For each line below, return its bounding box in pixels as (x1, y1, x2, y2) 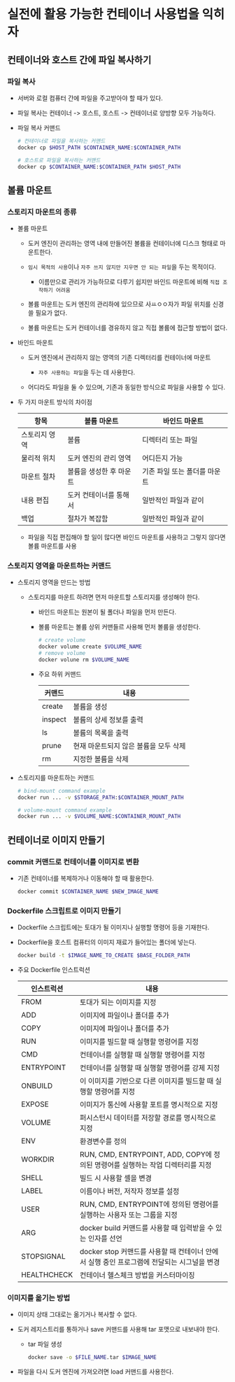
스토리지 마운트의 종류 (7, 207, 77, 217)
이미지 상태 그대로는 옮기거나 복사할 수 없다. (17, 1310, 138, 1319)
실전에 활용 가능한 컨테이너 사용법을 (7, 6, 199, 22)
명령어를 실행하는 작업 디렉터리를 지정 (94, 1160, 212, 1170)
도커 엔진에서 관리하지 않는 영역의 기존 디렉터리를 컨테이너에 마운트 (27, 353, 211, 362)
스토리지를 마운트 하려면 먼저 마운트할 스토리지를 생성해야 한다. (27, 593, 200, 602)
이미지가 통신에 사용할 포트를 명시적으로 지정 (79, 1100, 218, 1110)
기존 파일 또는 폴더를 (142, 467, 206, 477)
